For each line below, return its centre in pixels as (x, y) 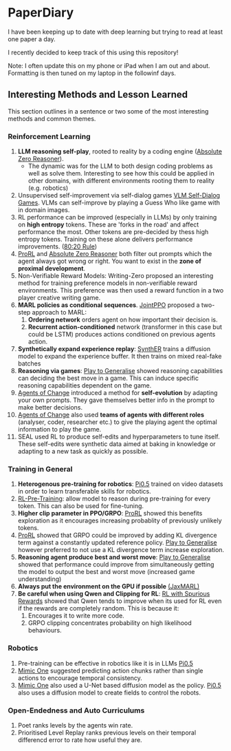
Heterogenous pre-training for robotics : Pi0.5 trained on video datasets (120, 484)
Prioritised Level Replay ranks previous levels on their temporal (107, 732)
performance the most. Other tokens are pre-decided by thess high (113, 232)
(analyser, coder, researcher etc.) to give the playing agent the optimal (117, 422)
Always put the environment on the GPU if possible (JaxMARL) (109, 586)
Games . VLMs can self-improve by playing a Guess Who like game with (119, 203)
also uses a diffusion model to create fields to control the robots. (109, 692)
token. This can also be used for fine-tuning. (80, 506)
